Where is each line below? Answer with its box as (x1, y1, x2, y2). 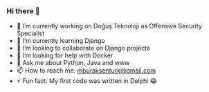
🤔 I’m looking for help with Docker (16, 51, 113, 59)
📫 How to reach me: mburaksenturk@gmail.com (16, 66, 156, 75)
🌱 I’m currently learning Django (16, 37, 105, 45)
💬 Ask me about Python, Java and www (16, 59, 130, 67)
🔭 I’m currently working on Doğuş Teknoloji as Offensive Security (16, 22, 202, 30)
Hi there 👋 (6, 6, 41, 16)
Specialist (16, 29, 45, 37)
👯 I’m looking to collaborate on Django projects (16, 44, 150, 53)
